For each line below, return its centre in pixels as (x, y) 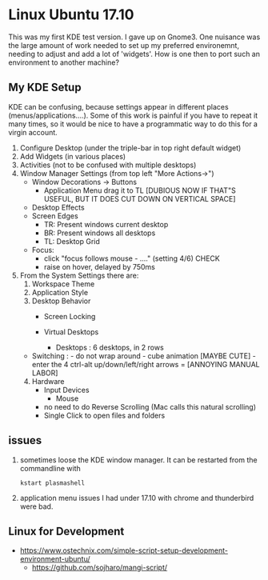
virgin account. (33, 132)
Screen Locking (70, 316)
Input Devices (66, 390)
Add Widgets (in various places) (73, 156)
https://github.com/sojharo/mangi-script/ (100, 568)
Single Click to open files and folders (104, 415)
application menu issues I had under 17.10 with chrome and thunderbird (137, 498)
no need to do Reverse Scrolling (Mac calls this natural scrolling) (150, 406)
